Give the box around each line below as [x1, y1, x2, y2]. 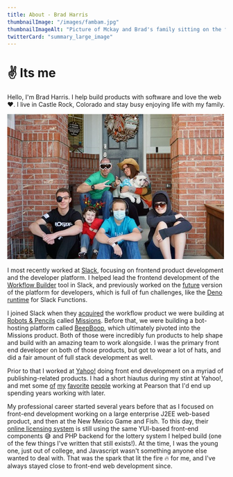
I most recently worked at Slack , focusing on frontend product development [7, 266, 224, 274]
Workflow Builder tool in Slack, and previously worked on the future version [7, 281, 223, 290]
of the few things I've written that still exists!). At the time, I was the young [7, 440, 218, 448]
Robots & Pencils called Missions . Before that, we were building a [7, 317, 193, 325]
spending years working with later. [7, 389, 106, 397]
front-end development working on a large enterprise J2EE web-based [7, 410, 210, 418]
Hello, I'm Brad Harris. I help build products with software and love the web [7, 93, 222, 101]
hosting [7, 324, 29, 333]
